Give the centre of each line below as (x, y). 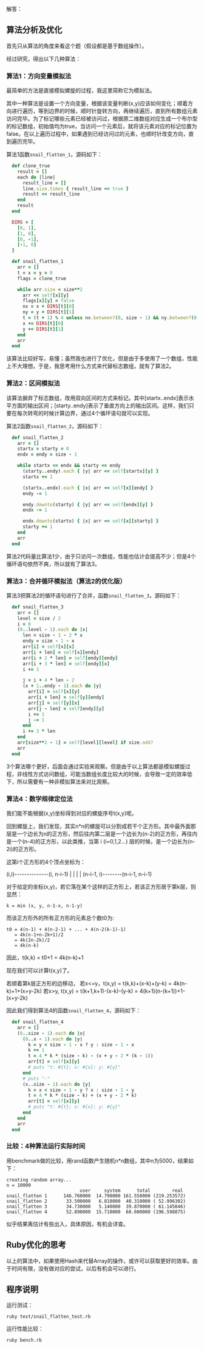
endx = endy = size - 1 (47, 455)
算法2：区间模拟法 (33, 384)
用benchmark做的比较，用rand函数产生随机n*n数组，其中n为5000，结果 (97, 1161)
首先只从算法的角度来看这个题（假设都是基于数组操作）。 (77, 46)
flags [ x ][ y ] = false (48, 301)
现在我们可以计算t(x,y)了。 (39, 970)
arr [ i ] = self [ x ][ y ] (54, 692)
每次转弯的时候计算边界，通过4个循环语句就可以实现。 (85, 413)
